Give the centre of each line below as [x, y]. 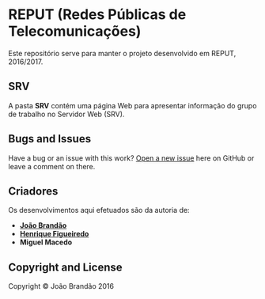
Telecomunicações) [75, 31]
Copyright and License [65, 267]
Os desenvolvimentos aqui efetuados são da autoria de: [99, 210]
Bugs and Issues [50, 139]
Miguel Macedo [46, 242]
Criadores [33, 191]
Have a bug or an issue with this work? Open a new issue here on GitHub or [131, 158]
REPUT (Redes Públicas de [97, 15]
